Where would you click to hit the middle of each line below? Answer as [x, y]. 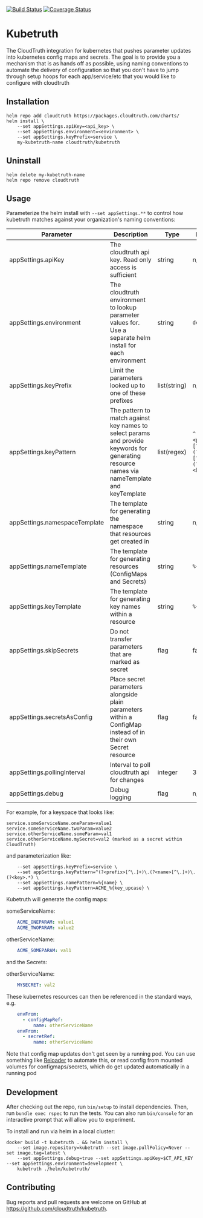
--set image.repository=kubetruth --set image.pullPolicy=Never [100, 1148]
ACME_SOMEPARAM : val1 [44, 951]
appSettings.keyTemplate [45, 607]
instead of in [127, 732]
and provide [127, 441]
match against [130, 418]
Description [131, 234]
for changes [127, 780]
